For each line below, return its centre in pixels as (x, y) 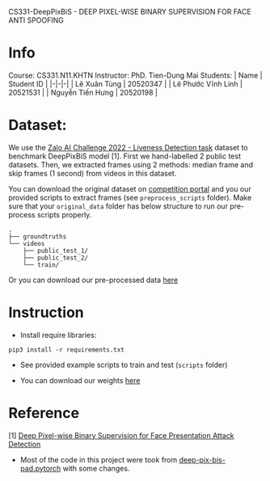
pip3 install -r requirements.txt (67, 350)
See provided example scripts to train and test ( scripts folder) (124, 365)
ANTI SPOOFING (36, 20)
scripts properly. (64, 214)
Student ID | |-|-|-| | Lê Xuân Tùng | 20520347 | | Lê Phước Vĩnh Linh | (125, 83)
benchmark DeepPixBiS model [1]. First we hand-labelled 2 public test (124, 156)
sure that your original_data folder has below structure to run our (118, 206)
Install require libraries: (58, 335)
